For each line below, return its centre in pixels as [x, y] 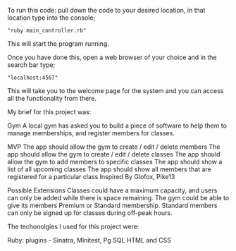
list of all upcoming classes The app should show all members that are [109, 169]
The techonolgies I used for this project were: [73, 226]
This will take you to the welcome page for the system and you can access [116, 91]
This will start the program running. [58, 44]
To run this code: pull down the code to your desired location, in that [106, 10]
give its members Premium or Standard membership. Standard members [112, 205]
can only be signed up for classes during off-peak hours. [90, 213]
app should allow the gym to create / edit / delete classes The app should [114, 154]
